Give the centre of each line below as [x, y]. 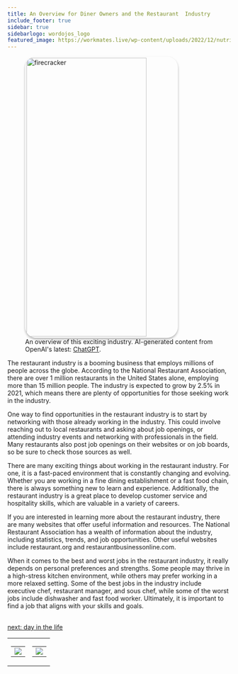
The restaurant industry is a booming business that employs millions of [110, 363]
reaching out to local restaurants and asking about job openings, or [105, 430]
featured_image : [31, 40]
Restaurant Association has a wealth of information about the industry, [110, 532]
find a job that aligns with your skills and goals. [75, 606]
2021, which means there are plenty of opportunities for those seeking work [118, 393]
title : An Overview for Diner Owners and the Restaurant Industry [109, 14]
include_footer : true [39, 21]
